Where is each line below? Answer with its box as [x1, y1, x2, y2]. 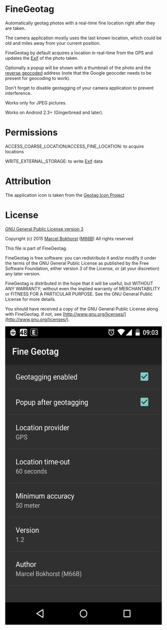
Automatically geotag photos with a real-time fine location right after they [5, 20, 156, 26]
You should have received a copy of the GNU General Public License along [5, 306, 158, 312]
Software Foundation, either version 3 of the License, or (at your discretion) [5, 265, 160, 271]
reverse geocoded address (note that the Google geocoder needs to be [5, 70, 152, 76]
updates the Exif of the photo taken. [5, 55, 79, 61]
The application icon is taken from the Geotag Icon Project [5, 192, 125, 198]
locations [5, 148, 24, 155]
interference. [5, 90, 32, 96]
